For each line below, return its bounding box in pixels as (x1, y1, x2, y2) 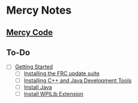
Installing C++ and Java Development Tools (23, 77, 132, 84)
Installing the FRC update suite (23, 70, 100, 77)
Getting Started (14, 63, 53, 70)
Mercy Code (6, 27, 53, 38)
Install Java (23, 83, 52, 90)
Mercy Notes (6, 4, 72, 17)
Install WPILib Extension (23, 90, 84, 97)
